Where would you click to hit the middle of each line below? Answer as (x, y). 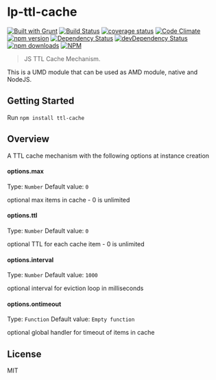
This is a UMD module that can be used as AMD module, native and (103, 72)
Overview (28, 139)
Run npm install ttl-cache (46, 117)
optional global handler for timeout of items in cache (81, 333)
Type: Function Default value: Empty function (71, 319)
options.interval (31, 260)
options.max (26, 171)
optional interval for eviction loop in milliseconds (75, 288)
